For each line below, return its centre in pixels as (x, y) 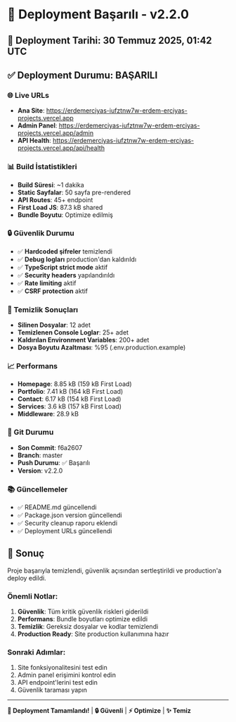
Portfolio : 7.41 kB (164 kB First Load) (70, 392)
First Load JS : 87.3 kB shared (60, 207)
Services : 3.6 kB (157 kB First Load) (69, 406)
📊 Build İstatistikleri (42, 167)
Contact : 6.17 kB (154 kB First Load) (69, 399)
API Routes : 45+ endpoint (55, 199)
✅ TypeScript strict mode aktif (63, 267)
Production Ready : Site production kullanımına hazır (93, 634)
